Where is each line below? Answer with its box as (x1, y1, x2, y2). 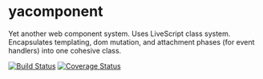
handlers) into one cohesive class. (8, 45, 122, 55)
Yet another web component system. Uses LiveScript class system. (8, 29, 231, 38)
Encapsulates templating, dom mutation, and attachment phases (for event (8, 37, 255, 46)
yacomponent (8, 2, 103, 21)
